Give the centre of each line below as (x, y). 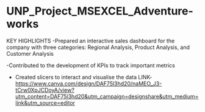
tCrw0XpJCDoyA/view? (45, 90)
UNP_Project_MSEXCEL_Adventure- (100, 11)
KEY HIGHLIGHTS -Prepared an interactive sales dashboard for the (91, 41)
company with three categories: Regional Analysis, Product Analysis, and (98, 47)
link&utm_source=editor (45, 103)
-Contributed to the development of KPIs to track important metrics (91, 65)
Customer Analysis (30, 53)
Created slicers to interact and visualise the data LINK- (84, 77)
